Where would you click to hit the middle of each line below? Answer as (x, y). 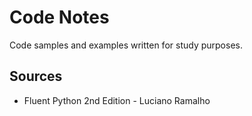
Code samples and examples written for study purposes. (126, 45)
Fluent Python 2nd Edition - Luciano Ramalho (117, 100)
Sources (36, 76)
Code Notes (59, 17)
